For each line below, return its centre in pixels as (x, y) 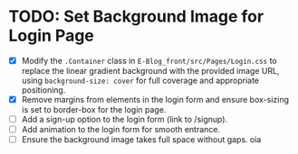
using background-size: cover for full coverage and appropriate (140, 80)
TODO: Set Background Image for (136, 17)
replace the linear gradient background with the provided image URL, (150, 71)
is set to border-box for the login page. (94, 110)
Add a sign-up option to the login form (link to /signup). (125, 120)
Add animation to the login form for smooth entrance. (121, 130)
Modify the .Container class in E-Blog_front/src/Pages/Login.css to (149, 60)
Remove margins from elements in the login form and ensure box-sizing (155, 100)
